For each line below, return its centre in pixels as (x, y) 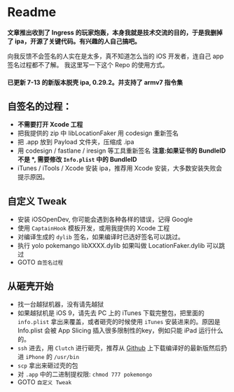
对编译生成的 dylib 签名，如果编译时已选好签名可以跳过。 (101, 237)
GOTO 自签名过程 (40, 262)
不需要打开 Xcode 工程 (50, 125)
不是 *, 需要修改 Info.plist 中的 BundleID (77, 160)
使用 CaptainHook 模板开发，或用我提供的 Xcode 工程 (94, 228)
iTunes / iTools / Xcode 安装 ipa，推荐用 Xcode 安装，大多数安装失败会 (120, 168)
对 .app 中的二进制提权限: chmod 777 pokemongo (85, 374)
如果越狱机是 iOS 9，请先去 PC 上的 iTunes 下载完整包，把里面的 (111, 313)
